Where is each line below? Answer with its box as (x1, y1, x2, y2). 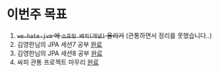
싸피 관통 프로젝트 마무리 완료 (16, 57, 99, 66)
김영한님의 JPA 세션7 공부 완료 (16, 40, 102, 48)
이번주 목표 (6, 6, 68, 23)
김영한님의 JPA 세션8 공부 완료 (16, 49, 103, 57)
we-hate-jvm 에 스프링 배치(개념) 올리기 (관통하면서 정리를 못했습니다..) (16, 31, 213, 40)
